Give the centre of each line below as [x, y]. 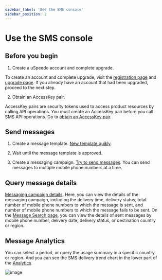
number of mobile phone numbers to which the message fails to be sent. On [81, 210]
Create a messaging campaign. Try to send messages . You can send [81, 162]
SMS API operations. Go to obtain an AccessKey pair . [58, 117]
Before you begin [32, 56]
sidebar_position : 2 [26, 14]
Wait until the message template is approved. [57, 153]
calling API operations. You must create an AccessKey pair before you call [79, 111]
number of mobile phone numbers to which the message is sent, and [74, 205]
